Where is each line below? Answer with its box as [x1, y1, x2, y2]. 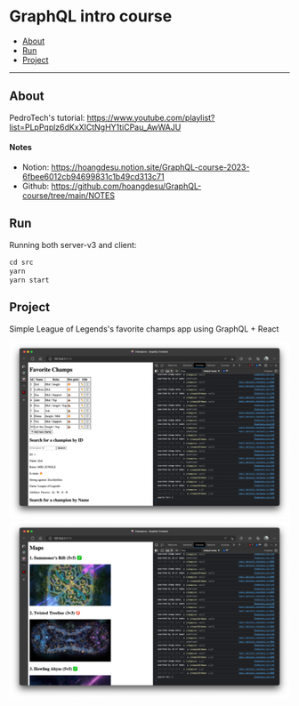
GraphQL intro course [9, 6, 173, 27]
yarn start [9, 276, 50, 285]
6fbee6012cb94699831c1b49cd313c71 [21, 171, 165, 181]
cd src [9, 258, 34, 267]
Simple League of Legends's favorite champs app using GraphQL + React [9, 323, 279, 334]
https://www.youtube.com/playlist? [86, 112, 215, 123]
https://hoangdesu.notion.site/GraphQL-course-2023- [51, 162, 250, 172]
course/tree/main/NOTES [21, 189, 116, 201]
